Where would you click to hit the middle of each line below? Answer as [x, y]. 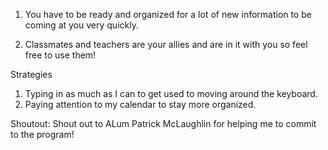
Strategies [31, 74]
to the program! [42, 134]
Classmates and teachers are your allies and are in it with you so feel [166, 44]
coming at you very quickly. [81, 25]
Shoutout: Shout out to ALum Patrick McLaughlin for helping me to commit [163, 123]
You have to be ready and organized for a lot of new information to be [168, 14]
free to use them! [60, 55]
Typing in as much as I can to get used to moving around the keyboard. [171, 93]
